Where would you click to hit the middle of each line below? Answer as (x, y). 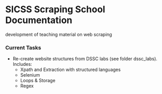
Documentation (39, 20)
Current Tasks (23, 48)
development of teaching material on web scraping (59, 34)
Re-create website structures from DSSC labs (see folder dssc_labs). (85, 59)
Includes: (22, 64)
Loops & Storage (38, 81)
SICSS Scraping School (55, 9)
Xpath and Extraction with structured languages (70, 69)
